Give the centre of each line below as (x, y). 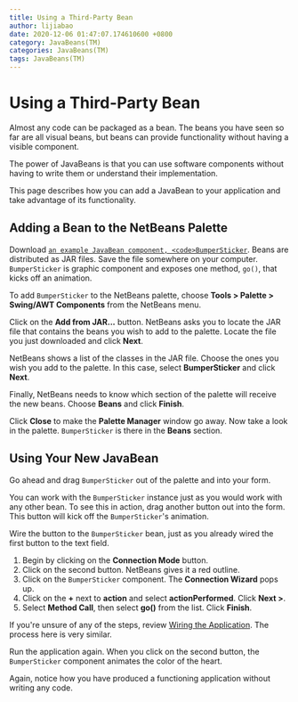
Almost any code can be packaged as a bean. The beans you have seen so (147, 127)
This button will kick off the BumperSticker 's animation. (109, 516)
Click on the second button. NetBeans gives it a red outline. (131, 569)
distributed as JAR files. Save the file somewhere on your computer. (133, 258)
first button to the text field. (59, 543)
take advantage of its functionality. (72, 200)
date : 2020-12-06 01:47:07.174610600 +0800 (91, 34)
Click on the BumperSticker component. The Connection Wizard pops (150, 579)
